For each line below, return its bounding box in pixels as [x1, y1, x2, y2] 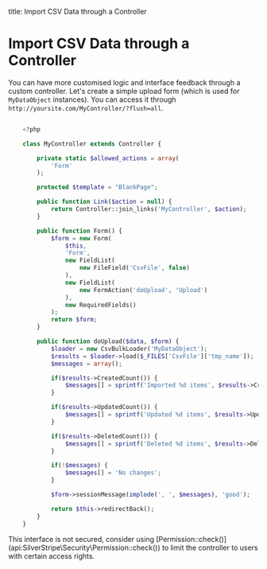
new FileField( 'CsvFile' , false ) [79, 264, 191, 272]
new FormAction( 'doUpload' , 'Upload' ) [79, 286, 208, 294]
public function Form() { [37, 227, 123, 235]
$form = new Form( [50, 234, 112, 242]
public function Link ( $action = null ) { [37, 198, 172, 206]
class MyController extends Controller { [22, 139, 161, 148]
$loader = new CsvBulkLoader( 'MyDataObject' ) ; [50, 345, 208, 353]
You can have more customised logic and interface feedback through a [8, 77, 241, 87]
